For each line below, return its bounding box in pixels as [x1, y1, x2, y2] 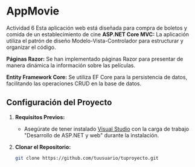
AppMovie [6, 4, 60, 18]
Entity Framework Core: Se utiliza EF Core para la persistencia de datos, [6, 73, 188, 80]
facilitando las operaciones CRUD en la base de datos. [6, 80, 142, 87]
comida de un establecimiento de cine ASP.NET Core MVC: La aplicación [6, 30, 189, 38]
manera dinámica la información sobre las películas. [6, 62, 136, 69]
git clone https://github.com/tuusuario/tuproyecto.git [14, 155, 159, 161]
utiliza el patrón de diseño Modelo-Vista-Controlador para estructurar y [6, 37, 184, 44]
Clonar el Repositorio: [14, 143, 71, 151]
